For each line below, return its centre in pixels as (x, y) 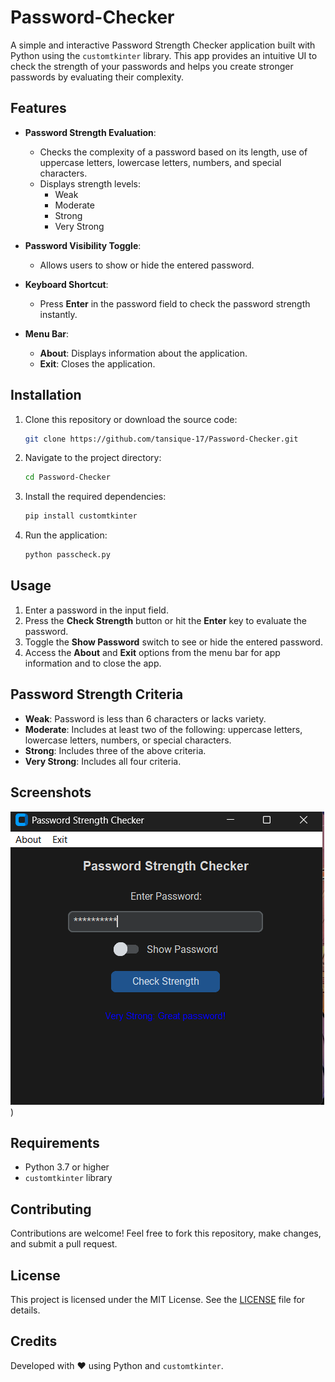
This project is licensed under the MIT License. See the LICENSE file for (158, 1299)
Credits (34, 1341)
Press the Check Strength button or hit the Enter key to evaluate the (166, 620)
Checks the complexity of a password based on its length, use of (173, 152)
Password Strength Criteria (97, 694)
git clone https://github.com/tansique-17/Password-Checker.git (161, 439)
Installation (46, 395)
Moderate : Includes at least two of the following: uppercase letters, (163, 729)
